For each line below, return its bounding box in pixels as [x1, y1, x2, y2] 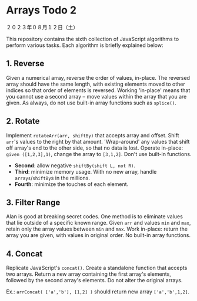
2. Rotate [6, 116, 40, 126]
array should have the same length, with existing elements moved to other [6, 80, 185, 87]
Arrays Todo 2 [6, 4, 77, 17]
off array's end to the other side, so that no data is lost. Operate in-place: [6, 144, 183, 151]
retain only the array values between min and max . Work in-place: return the [6, 225, 188, 232]
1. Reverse [6, 59, 45, 69]
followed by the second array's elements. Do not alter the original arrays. [6, 277, 183, 284]
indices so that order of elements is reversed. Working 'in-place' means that [6, 86, 191, 94]
